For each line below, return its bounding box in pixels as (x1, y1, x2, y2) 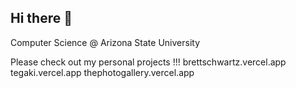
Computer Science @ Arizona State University (10, 36, 201, 48)
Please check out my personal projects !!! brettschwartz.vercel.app (10, 56, 287, 68)
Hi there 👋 (10, 10, 73, 27)
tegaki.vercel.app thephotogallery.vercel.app (10, 66, 195, 78)
